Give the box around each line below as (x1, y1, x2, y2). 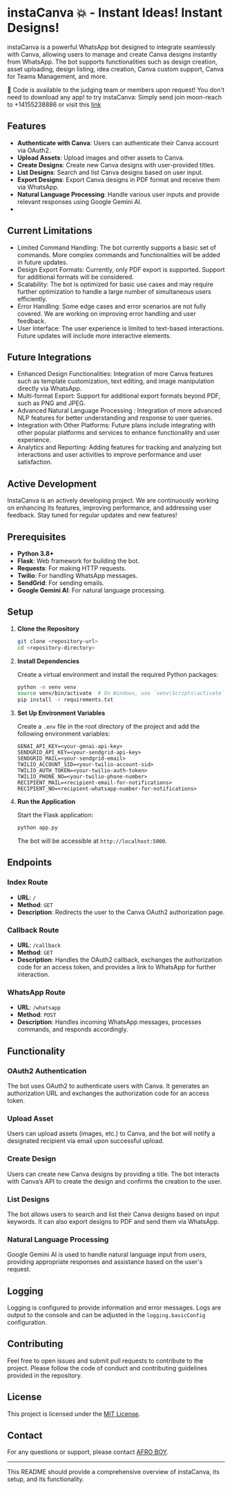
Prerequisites (7, 531, 66, 543)
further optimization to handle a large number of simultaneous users (17, 287, 212, 295)
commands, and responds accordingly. (17, 1025, 129, 1034)
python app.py (17, 824, 58, 831)
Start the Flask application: (17, 811, 94, 819)
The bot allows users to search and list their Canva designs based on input (7, 1210, 220, 1218)
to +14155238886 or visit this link (7, 100, 101, 109)
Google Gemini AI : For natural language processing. (17, 586, 166, 594)
